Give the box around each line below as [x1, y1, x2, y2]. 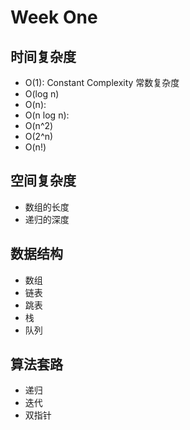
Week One [10, 6, 98, 29]
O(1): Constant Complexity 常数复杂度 [24, 77, 180, 88]
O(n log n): [24, 109, 70, 121]
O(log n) [24, 88, 60, 100]
